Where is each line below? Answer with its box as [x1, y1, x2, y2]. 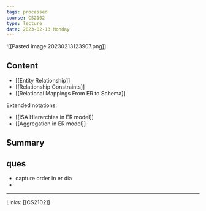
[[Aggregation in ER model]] [15, 120, 86, 127]
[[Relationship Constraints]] [15, 83, 85, 91]
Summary [6, 138, 45, 148]
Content [6, 61, 39, 71]
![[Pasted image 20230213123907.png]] [6, 43, 106, 50]
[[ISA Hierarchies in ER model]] [15, 114, 94, 121]
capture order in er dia [15, 175, 72, 182]
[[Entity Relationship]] [15, 77, 71, 84]
